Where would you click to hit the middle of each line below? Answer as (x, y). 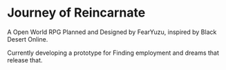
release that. (25, 60)
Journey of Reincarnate (76, 13)
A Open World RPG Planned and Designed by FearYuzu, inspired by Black (112, 32)
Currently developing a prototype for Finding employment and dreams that (113, 53)
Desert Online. (28, 39)
